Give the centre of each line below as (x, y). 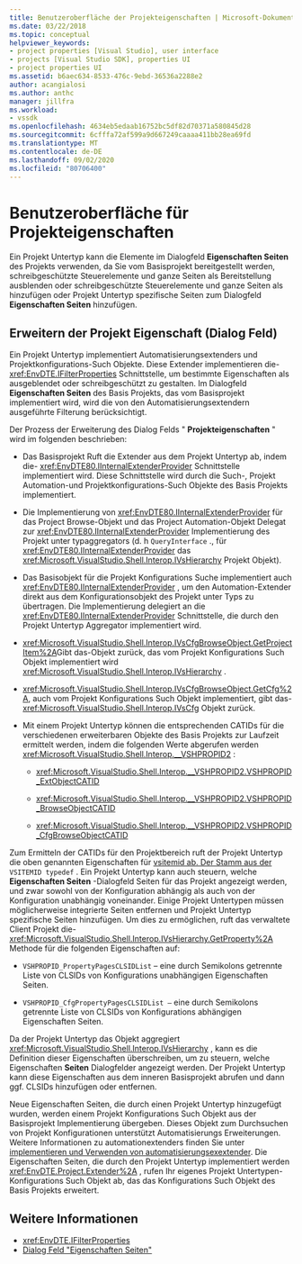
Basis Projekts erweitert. (54, 1190)
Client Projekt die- (43, 929)
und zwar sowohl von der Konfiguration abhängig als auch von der (133, 891)
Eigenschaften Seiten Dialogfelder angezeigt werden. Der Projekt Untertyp (147, 1068)
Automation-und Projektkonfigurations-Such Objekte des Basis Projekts (155, 485)
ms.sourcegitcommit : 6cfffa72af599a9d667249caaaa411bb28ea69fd (130, 135)
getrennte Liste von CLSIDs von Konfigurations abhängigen (132, 1012)
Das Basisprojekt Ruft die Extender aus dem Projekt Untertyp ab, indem (155, 456)
